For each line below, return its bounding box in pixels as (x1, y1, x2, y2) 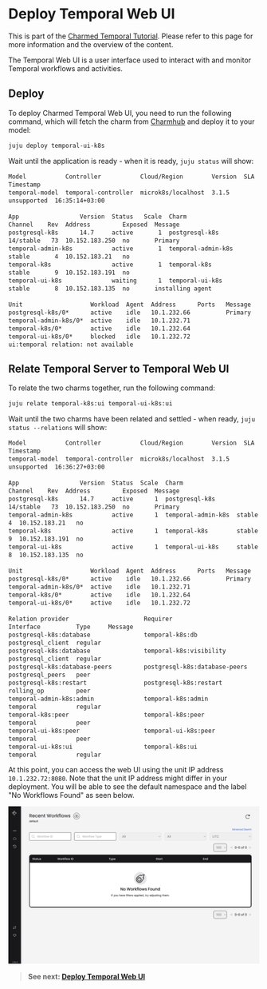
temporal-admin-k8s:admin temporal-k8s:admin (8, 695, 209, 704)
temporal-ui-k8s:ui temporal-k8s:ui (8, 743, 198, 752)
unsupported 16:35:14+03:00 (8, 197, 105, 205)
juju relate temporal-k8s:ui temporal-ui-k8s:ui (8, 400, 173, 408)
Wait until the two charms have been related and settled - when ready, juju (8, 414, 256, 424)
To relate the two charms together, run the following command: (8, 383, 215, 393)
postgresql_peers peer (8, 671, 91, 680)
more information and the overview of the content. (8, 39, 174, 49)
